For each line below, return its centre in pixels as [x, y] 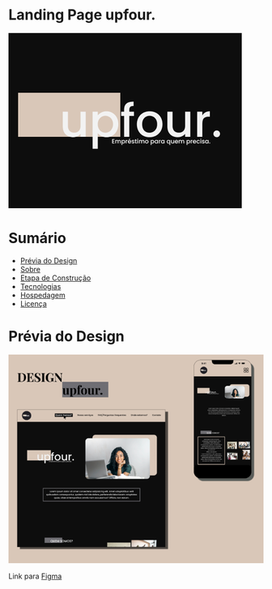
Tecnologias [40, 286]
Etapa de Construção [55, 278]
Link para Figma [35, 576]
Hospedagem [43, 295]
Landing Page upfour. [82, 15]
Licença [33, 303]
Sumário [37, 239]
